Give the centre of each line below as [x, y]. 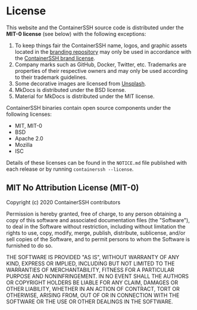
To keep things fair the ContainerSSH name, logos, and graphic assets [101, 45]
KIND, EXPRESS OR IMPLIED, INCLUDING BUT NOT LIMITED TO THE [90, 263]
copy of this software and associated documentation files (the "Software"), [98, 220]
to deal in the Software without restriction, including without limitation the [96, 226]
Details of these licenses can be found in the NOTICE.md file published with [97, 162]
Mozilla [24, 145]
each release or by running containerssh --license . [70, 169]
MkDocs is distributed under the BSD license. [70, 90]
